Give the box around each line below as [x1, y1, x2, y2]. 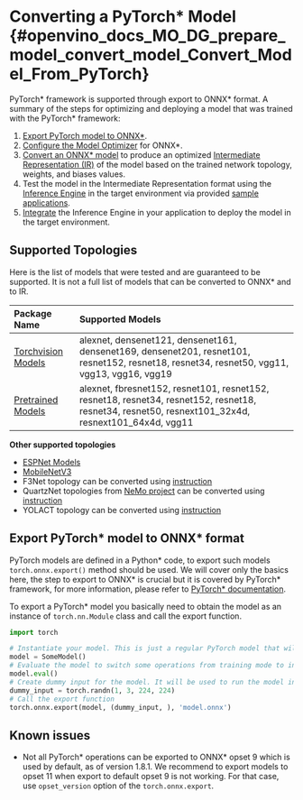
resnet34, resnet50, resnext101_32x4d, [79, 404, 251, 417]
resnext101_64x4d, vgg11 [79, 416, 194, 428]
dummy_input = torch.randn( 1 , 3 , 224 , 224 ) [9, 685, 176, 695]
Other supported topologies [9, 439, 116, 450]
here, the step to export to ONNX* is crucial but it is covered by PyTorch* [9, 574, 281, 584]
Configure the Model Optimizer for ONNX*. [22, 140, 183, 151]
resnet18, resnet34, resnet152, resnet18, [79, 393, 257, 406]
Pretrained [14, 393, 59, 406]
